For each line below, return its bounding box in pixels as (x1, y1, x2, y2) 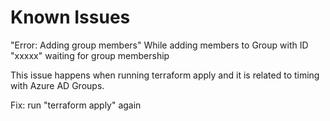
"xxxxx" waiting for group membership (10, 49, 170, 61)
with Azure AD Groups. (10, 79, 105, 91)
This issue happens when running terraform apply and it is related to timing (10, 69, 320, 81)
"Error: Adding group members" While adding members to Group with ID (10, 39, 309, 51)
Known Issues (10, 6, 131, 29)
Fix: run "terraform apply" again (10, 99, 142, 111)
